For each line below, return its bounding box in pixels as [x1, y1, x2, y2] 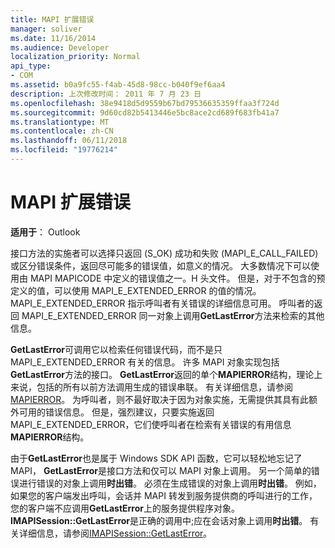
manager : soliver [10, 24, 83, 34]
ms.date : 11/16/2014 [10, 33, 97, 43]
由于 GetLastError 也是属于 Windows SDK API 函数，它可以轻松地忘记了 [10, 452, 303, 464]
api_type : [10, 61, 52, 71]
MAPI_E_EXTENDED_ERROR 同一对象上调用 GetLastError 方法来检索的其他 [21, 309, 325, 321]
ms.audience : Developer [10, 42, 110, 53]
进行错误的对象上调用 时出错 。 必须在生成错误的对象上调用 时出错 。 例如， [18, 477, 322, 489]
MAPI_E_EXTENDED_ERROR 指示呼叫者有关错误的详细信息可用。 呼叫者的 [10, 297, 315, 309]
